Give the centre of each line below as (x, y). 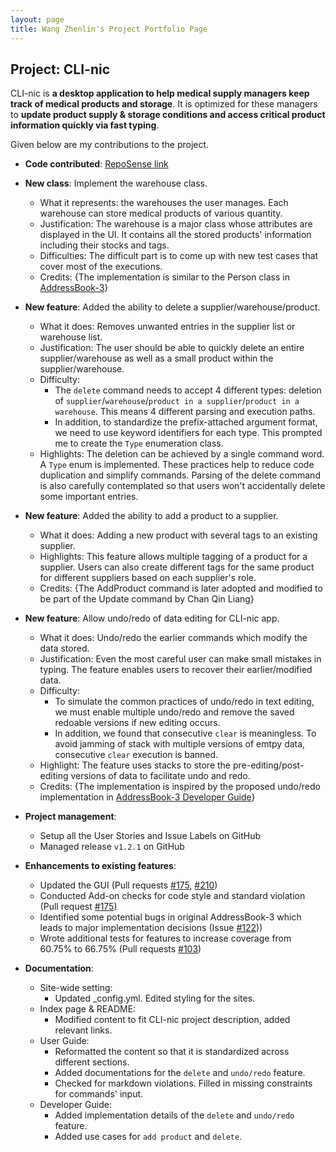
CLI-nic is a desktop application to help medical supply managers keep (160, 93)
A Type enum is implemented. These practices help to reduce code (177, 465)
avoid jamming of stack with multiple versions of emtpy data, (180, 744)
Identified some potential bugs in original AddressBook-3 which (170, 917)
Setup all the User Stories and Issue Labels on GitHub (150, 836)
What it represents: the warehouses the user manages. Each (164, 203)
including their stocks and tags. (104, 245)
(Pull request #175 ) (78, 907)
